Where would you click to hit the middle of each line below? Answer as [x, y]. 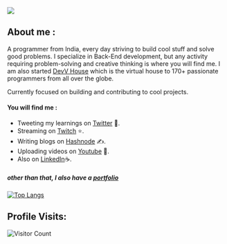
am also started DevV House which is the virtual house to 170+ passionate [113, 71]
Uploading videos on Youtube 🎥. [63, 151]
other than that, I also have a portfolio [63, 177]
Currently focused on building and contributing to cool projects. [98, 91]
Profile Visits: [37, 217]
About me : [31, 32]
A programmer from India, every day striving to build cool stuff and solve [111, 49]
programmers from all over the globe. [61, 78]
